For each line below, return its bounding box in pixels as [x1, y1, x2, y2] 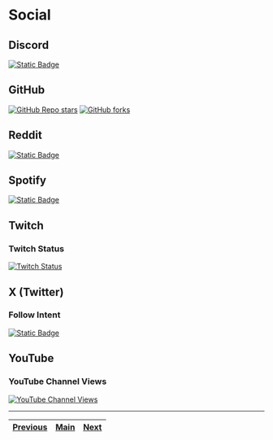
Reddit [8, 129, 42, 142]
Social [8, 6, 51, 24]
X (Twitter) [8, 285, 64, 298]
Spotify [8, 173, 47, 188]
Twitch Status [8, 242, 65, 254]
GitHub [8, 83, 45, 97]
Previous [12, 421, 48, 433]
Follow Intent [8, 309, 61, 320]
